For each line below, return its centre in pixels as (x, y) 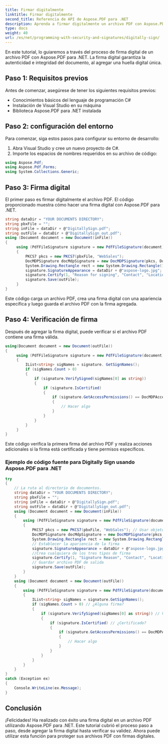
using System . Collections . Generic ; (42, 172)
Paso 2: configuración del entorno (59, 126)
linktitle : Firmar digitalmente (39, 14)
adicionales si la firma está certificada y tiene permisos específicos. (75, 449)
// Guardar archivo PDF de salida (68, 562)
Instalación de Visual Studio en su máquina (57, 105)
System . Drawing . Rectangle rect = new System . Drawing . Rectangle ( (94, 265)
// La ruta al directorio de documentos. (58, 488)
